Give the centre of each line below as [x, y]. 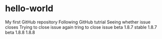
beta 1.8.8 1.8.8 [20, 32]
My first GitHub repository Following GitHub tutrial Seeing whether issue [78, 22]
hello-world [29, 9]
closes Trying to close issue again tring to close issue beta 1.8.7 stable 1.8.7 [81, 27]
